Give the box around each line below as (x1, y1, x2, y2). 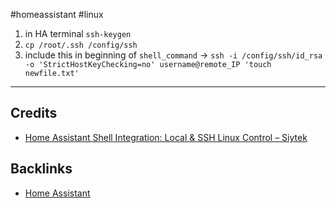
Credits (10, 105, 58, 122)
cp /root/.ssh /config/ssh (24, 40, 138, 50)
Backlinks (10, 160, 73, 178)
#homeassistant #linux (10, 9, 104, 20)
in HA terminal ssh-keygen (24, 28, 132, 39)
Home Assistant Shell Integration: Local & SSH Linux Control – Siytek (24, 131, 308, 143)
